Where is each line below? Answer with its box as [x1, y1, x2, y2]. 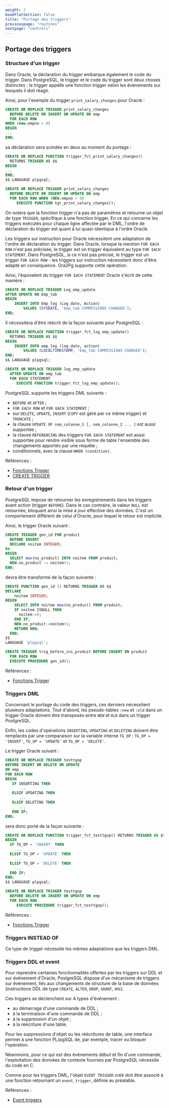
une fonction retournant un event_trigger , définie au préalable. [5, 1077, 136, 1084]
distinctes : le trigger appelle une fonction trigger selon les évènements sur [5, 82, 161, 88]
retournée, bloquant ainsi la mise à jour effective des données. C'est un [5, 507, 153, 513]
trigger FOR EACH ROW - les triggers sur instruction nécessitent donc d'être [5, 257, 157, 263]
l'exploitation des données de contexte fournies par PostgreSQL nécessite [5, 1057, 159, 1063]
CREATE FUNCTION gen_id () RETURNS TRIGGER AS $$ [5, 584, 112, 589]
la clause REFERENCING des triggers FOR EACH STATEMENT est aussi [12, 432, 145, 438]
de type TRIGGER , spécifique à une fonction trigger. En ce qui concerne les [5, 215, 158, 221]
